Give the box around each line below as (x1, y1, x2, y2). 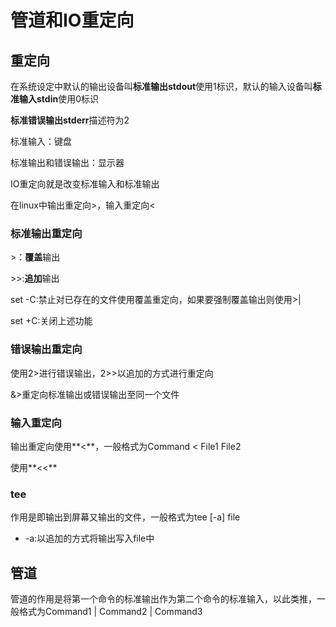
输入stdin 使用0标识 (18, 93, 100, 105)
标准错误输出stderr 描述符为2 (10, 114, 130, 126)
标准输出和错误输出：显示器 (10, 157, 125, 168)
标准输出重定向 (10, 226, 83, 240)
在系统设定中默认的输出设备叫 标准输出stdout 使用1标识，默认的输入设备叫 (10, 81, 313, 92)
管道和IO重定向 (10, 9, 135, 32)
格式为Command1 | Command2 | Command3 (18, 606, 203, 617)
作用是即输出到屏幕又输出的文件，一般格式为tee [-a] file (10, 511, 241, 523)
